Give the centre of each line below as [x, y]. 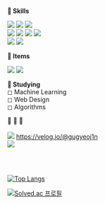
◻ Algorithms [26, 107]
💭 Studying [24, 84]
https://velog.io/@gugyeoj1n [57, 137]
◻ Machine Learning [37, 92]
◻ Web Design [29, 100]
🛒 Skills [18, 11]
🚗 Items [19, 56]
